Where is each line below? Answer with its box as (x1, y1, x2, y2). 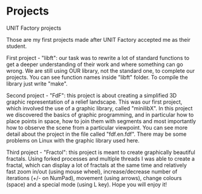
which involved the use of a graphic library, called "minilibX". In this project (6, 104, 193, 112)
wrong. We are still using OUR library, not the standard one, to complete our (6, 67, 195, 74)
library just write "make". (6, 80, 68, 87)
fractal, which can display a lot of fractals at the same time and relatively (6, 161, 187, 169)
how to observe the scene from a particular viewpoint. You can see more (6, 124, 188, 131)
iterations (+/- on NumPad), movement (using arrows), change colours (6, 174, 183, 181)
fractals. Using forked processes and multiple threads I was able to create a (6, 155, 195, 162)
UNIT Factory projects (6, 24, 62, 32)
